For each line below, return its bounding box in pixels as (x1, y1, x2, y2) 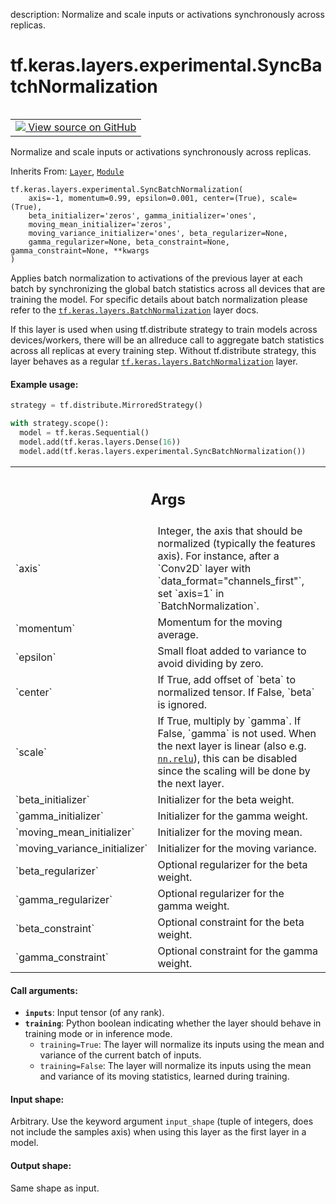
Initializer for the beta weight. (157, 793, 295, 807)
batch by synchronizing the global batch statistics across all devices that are (10, 282, 326, 294)
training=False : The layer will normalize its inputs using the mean (39, 1060, 312, 1072)
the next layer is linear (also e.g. (157, 739, 307, 753)
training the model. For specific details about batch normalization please (10, 293, 308, 305)
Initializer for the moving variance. (157, 842, 317, 856)
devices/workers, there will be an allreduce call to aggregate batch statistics (10, 334, 325, 346)
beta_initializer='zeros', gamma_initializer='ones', (28, 210, 257, 221)
